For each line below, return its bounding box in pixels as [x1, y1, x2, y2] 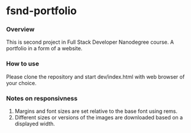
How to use [6, 60, 40, 68]
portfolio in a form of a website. [6, 45, 83, 52]
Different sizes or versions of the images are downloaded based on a [14, 114, 183, 121]
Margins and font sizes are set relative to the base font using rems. [14, 108, 177, 115]
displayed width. [14, 120, 55, 128]
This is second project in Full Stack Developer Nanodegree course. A [6, 38, 174, 46]
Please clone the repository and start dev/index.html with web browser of [6, 73, 185, 80]
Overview [6, 25, 35, 34]
